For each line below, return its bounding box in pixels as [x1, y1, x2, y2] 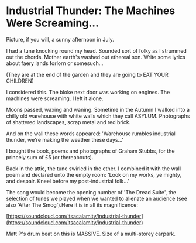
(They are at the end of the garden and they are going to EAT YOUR [6, 71, 169, 78]
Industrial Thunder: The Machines [6, 4, 176, 18]
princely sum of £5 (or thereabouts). [6, 153, 94, 160]
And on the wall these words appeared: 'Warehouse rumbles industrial [6, 130, 176, 137]
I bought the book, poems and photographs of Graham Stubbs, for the [6, 148, 175, 155]
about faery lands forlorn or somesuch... [6, 60, 104, 67]
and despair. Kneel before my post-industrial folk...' [6, 177, 130, 184]
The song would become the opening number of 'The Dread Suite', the [6, 189, 177, 196]
